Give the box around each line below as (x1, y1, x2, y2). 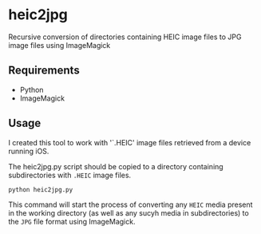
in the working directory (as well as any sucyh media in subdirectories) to (8, 208, 249, 217)
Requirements (8, 64, 80, 77)
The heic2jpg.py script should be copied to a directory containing (8, 161, 223, 171)
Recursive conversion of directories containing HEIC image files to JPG (8, 32, 242, 42)
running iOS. (8, 146, 49, 156)
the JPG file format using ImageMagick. (8, 216, 136, 226)
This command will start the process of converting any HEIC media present (8, 200, 253, 209)
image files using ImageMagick (8, 40, 111, 50)
